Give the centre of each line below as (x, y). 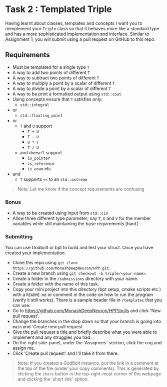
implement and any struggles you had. (52, 337)
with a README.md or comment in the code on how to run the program (83, 295)
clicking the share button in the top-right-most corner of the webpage (89, 374)
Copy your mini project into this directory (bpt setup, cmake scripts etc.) (87, 289)
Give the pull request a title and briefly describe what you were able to (85, 332)
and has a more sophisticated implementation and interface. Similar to (77, 34)
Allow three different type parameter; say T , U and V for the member (81, 218)
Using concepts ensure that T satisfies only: (57, 99)
